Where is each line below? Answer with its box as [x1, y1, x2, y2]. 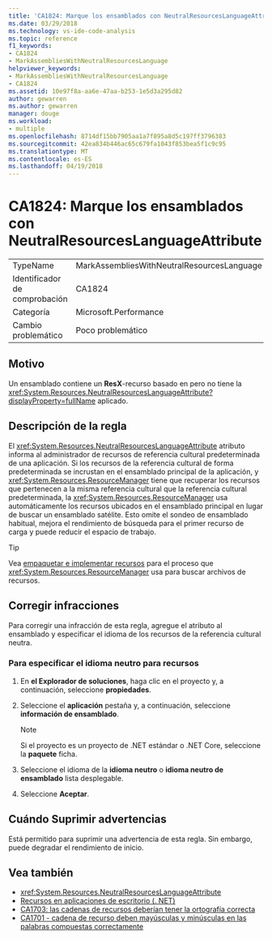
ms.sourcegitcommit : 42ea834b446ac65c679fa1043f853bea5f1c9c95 [8, 139, 227, 148]
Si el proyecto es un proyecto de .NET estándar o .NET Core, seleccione [19, 740, 261, 750]
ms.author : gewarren [8, 102, 79, 110]
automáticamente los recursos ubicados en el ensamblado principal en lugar [8, 501, 264, 511]
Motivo [8, 357, 45, 371]
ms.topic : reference [8, 34, 79, 43]
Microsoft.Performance [75, 307, 164, 318]
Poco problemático [75, 325, 148, 336]
